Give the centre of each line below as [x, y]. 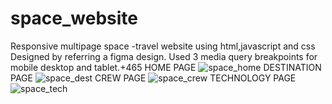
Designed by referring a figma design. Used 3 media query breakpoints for [164, 56]
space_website [74, 18]
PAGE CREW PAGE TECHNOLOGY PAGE [153, 78]
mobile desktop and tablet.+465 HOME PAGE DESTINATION [166, 67]
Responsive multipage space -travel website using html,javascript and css [163, 46]
